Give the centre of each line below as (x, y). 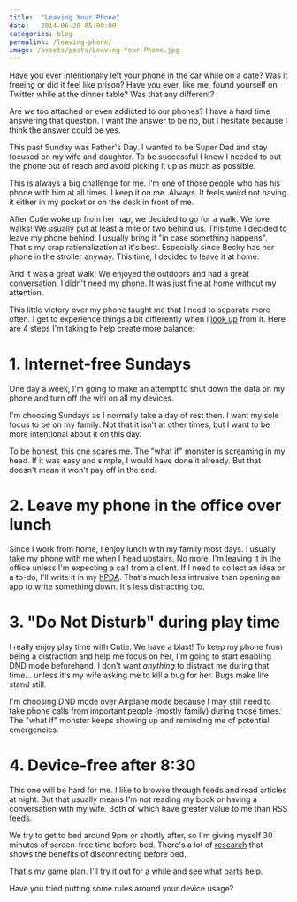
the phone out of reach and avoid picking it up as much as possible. (133, 166)
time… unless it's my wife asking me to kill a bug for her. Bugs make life (139, 675)
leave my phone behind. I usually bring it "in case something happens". (138, 238)
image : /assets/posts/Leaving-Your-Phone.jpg (94, 50)
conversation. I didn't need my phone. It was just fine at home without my (143, 283)
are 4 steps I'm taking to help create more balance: (102, 329)
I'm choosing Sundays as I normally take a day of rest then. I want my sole (145, 416)
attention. (27, 293)
